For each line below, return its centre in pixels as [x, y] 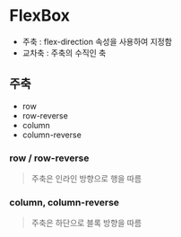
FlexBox [39, 16]
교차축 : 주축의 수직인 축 [64, 53]
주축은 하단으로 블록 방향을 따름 [86, 223]
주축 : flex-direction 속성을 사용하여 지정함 [97, 41]
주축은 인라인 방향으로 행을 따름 [86, 179]
